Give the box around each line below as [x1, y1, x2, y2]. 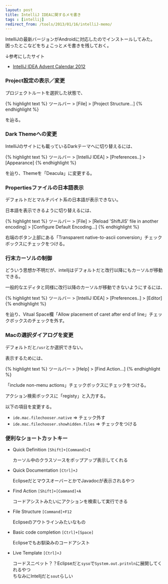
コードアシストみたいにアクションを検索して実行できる [12, 499, 128, 505]
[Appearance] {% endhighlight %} [5, 160, 77, 166]
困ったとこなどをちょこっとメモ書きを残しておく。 [5, 43, 112, 49]
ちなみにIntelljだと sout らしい [12, 573, 74, 579]
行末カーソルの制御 [5, 255, 52, 262]
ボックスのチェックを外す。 [9, 318, 68, 324]
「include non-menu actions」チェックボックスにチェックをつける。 [5, 382, 149, 388]
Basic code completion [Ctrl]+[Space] [12, 529, 94, 535]
